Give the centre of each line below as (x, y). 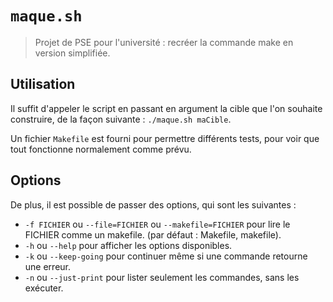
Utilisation (43, 84)
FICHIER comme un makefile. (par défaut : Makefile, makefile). (153, 234)
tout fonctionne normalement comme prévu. (101, 149)
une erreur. (48, 266)
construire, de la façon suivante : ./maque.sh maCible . (121, 119)
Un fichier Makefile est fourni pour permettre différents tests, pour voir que (165, 138)
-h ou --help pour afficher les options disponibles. (128, 245)
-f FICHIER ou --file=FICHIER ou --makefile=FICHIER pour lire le (157, 224)
